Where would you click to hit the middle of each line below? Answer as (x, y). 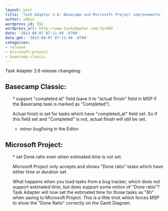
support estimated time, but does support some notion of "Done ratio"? (86, 187)
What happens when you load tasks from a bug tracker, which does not (86, 182)
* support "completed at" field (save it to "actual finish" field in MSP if (85, 99)
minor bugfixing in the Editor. (50, 129)
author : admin (20, 19)
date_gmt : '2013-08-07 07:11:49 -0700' (47, 38)
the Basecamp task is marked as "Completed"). (61, 104)
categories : (18, 43)
